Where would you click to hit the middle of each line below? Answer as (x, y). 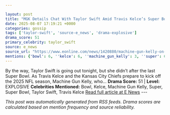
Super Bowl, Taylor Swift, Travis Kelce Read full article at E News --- (76, 92)
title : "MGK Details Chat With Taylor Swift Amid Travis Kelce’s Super (82, 19)
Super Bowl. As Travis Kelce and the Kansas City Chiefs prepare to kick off (83, 76)
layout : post (19, 14)
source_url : (18, 51)
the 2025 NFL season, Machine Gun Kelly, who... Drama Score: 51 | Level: (82, 81)
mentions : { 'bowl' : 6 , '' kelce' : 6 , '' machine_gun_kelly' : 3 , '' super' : (83, 56)
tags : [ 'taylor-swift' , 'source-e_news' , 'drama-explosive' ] (71, 33)
